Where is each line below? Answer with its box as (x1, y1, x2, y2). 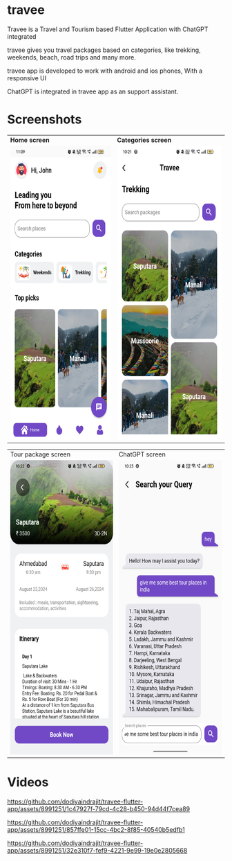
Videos (7, 774, 49, 790)
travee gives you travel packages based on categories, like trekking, (7, 46, 202, 54)
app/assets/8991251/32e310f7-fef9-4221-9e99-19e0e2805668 (7, 846, 188, 854)
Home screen (10, 136, 50, 144)
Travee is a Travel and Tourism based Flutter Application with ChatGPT (7, 25, 209, 33)
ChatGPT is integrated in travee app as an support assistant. (7, 87, 179, 96)
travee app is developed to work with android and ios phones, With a (7, 66, 203, 75)
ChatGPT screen (118, 450, 166, 459)
